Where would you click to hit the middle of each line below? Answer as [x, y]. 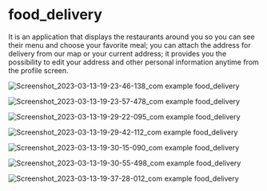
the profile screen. [39, 70]
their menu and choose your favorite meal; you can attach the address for [130, 45]
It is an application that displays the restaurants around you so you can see [132, 37]
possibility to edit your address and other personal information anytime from [134, 62]
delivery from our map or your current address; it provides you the [118, 53]
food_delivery [55, 15]
